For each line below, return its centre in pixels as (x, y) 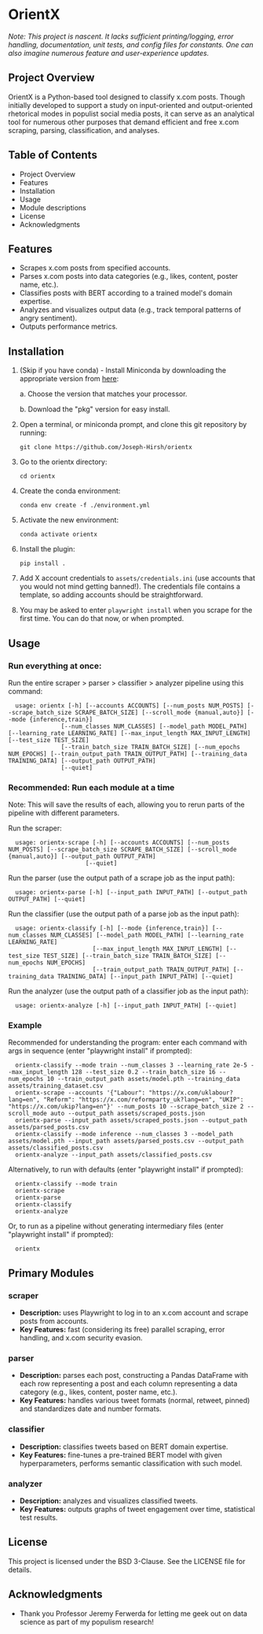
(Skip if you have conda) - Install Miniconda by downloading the (122, 370)
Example (25, 1026)
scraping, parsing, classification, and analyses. (84, 130)
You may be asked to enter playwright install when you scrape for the (136, 610)
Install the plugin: (47, 549)
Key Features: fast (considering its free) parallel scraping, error (122, 1330)
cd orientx (37, 477)
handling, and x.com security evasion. (81, 1338)
